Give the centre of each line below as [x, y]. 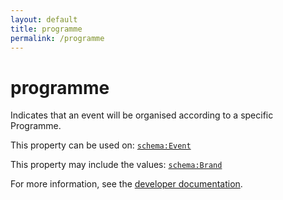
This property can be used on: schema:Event [101, 145]
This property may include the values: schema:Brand [116, 165]
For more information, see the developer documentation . [126, 184]
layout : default [44, 19]
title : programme [46, 29]
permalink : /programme [57, 38]
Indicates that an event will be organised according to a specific [142, 115]
